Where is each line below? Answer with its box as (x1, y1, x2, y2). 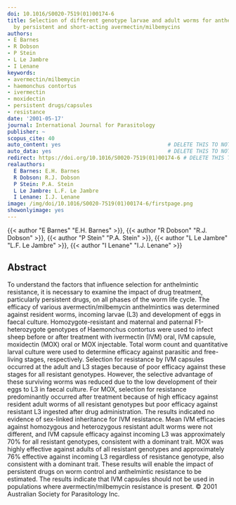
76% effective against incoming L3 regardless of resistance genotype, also (7, 452, 225, 461)
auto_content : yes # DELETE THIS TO (7, 142, 218, 149)
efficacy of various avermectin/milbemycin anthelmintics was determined (7, 302, 220, 311)
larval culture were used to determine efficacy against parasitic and (7, 347, 202, 356)
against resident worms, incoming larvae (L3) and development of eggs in (7, 310, 221, 318)
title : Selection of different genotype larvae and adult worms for (7, 17, 212, 24)
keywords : (7, 69, 37, 76)
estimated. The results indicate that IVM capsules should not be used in (7, 475, 215, 483)
